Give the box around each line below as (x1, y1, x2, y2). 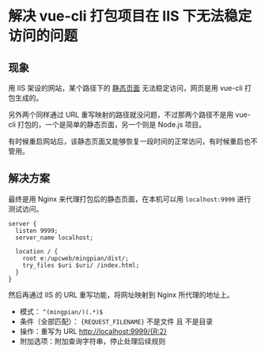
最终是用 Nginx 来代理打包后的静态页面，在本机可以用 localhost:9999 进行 (8, 194, 252, 204)
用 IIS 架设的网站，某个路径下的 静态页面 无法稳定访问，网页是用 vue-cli (8, 84, 243, 92)
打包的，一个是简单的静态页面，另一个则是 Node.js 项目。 (17, 120, 206, 129)
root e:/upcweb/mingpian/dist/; (22, 254, 129, 262)
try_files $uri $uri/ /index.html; (22, 261, 140, 269)
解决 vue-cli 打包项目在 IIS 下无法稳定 (8, 7, 252, 25)
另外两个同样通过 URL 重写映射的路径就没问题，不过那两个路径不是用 (8, 110, 234, 119)
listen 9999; (15, 227, 59, 235)
